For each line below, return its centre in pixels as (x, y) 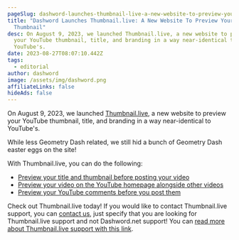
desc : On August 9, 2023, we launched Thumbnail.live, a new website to (117, 34)
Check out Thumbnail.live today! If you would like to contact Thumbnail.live (117, 206)
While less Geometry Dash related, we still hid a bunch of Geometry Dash (115, 142)
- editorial (32, 67)
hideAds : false (30, 93)
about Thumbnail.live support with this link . (70, 229)
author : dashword (33, 73)
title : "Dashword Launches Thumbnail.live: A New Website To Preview (113, 21)
